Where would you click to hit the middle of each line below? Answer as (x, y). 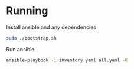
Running (27, 11)
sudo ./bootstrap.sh (32, 38)
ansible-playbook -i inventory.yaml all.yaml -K (67, 60)
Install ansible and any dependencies (51, 27)
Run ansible (20, 49)
